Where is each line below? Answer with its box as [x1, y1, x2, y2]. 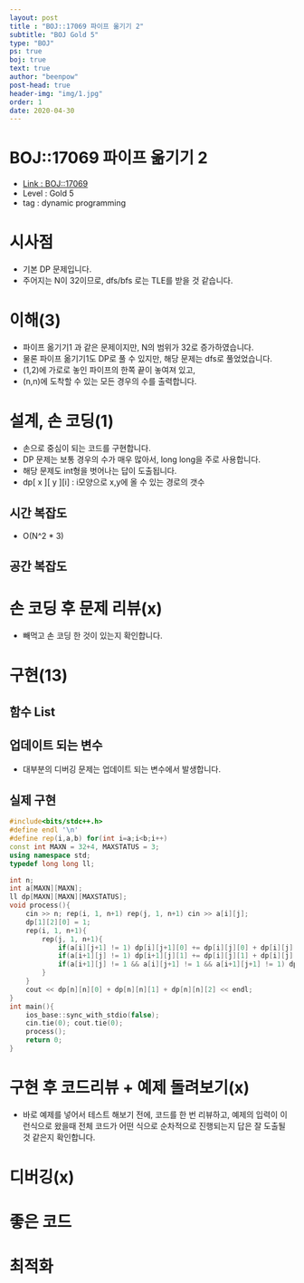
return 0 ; [25, 1036, 63, 1045]
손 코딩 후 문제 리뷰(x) [9, 599, 163, 619]
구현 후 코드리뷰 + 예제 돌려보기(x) [9, 1077, 251, 1098]
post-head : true [9, 81, 71, 90]
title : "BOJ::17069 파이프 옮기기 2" [9, 22, 145, 31]
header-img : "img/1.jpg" [9, 89, 103, 98]
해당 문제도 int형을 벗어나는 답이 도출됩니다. [22, 466, 177, 476]
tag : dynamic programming [22, 198, 127, 208]
